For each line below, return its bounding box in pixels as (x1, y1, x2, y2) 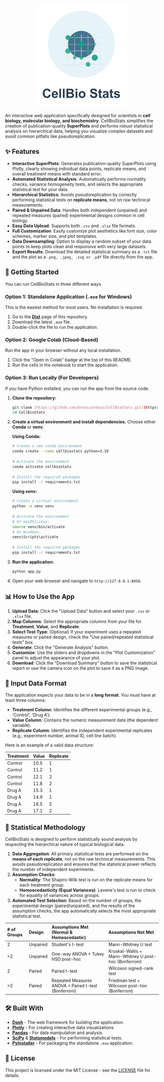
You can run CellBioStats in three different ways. (5, 281, 102, 287)
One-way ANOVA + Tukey (51, 951, 104, 956)
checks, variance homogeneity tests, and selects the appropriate (12, 181, 143, 187)
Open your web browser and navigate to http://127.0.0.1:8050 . (12, 578, 142, 584)
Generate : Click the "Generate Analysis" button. (12, 644, 109, 650)
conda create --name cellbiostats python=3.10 (12, 449, 109, 454)
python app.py (12, 569, 41, 574)
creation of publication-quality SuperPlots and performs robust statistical (5, 123, 153, 128)
